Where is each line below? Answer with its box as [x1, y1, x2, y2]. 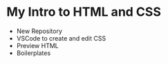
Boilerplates [16, 49, 51, 57]
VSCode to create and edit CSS [16, 34, 106, 42]
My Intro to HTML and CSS [6, 4, 162, 20]
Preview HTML [16, 41, 59, 50]
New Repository [16, 27, 63, 35]
